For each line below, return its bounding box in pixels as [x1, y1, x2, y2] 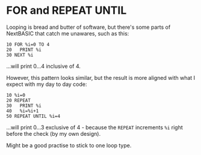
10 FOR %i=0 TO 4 [6, 41, 50, 47]
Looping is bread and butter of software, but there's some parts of [6, 23, 171, 31]
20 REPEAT [6, 97, 31, 103]
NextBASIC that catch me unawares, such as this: [6, 29, 129, 37]
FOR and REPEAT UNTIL [6, 4, 127, 17]
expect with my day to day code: [6, 81, 87, 88]
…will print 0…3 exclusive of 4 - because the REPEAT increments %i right [6, 124, 183, 131]
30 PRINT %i [6, 103, 42, 109]
